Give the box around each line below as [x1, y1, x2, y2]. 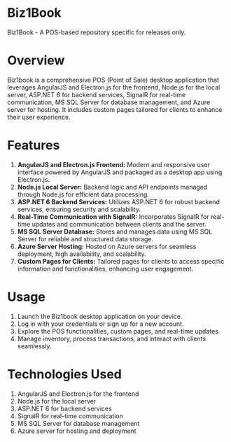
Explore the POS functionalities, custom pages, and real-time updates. [17, 327, 220, 335]
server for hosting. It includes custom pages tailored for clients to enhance [7, 105, 223, 113]
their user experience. [7, 113, 71, 121]
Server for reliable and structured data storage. [17, 234, 154, 243]
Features [7, 138, 60, 153]
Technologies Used [7, 366, 122, 382]
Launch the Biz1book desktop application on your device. [17, 312, 183, 320]
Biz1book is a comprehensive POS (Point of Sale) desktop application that [7, 76, 219, 84]
